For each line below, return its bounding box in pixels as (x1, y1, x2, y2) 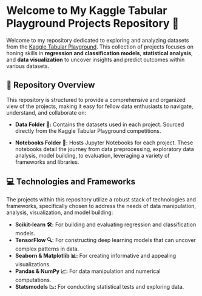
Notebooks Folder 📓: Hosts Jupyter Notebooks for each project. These (15, 139, 194, 146)
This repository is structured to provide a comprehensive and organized (6, 96, 186, 103)
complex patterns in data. (15, 245, 79, 252)
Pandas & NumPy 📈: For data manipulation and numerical (15, 267, 161, 275)
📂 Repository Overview (6, 80, 95, 90)
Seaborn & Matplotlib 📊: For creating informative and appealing (15, 252, 177, 259)
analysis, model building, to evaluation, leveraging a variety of (15, 152, 170, 159)
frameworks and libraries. (15, 158, 79, 166)
